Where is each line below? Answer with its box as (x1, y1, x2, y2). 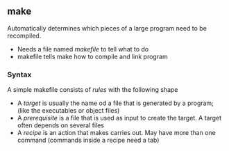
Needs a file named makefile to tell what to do (17, 45, 149, 53)
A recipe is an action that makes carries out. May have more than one (17, 129, 217, 137)
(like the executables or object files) (17, 106, 120, 115)
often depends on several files (17, 121, 104, 129)
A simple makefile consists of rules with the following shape (7, 86, 178, 94)
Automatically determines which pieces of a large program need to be (7, 24, 207, 32)
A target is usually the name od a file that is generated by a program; (17, 99, 214, 107)
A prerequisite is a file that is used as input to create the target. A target (17, 114, 222, 122)
